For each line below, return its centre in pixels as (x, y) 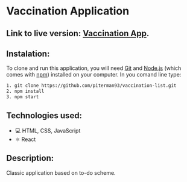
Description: (30, 158)
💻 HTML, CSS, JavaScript (48, 130)
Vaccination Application (68, 11)
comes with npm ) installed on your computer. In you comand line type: (94, 75)
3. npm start (23, 97)
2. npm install (25, 92)
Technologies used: (44, 116)
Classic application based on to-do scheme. (61, 172)
